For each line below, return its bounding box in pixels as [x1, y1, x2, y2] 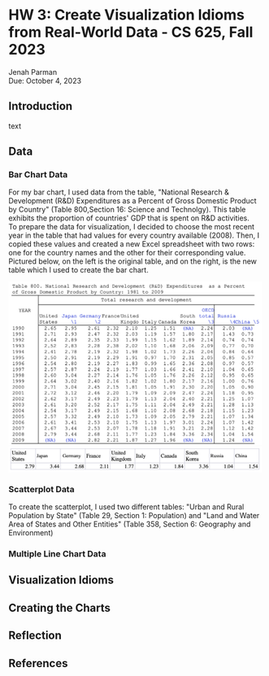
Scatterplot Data [8, 483, 75, 495]
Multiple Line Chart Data [8, 547, 106, 559]
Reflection [8, 629, 63, 643]
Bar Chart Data [8, 169, 68, 181]
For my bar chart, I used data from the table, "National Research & [8, 187, 229, 197]
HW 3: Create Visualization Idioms [8, 6, 245, 24]
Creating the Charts [8, 600, 111, 615]
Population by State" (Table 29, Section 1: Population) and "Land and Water [8, 511, 260, 521]
